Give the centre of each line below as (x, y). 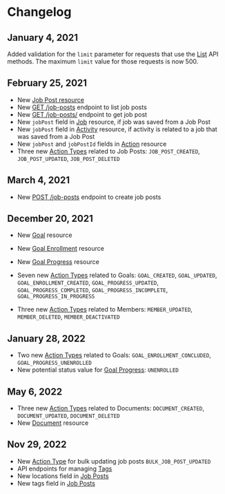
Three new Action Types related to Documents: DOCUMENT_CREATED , (111, 408)
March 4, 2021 (39, 180)
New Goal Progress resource (58, 262)
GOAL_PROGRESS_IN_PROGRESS (56, 297)
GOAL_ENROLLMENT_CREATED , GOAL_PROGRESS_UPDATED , (88, 283)
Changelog (39, 12)
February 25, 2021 (47, 83)
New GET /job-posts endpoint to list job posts (82, 107)
